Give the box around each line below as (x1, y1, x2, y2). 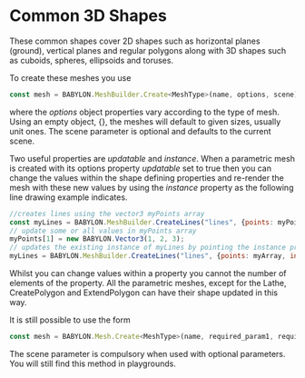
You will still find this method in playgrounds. (9, 358, 177, 369)
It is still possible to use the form (9, 314, 131, 325)
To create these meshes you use (9, 72, 132, 83)
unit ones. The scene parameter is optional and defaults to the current (9, 125, 271, 136)
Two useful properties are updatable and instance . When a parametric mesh (9, 153, 295, 164)
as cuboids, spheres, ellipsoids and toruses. (9, 55, 174, 65)
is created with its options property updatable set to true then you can (9, 163, 272, 174)
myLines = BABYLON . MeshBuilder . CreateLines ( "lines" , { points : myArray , (9, 252, 286, 261)
